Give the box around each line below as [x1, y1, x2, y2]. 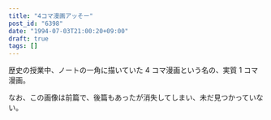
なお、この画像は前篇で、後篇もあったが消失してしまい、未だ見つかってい [8, 92, 257, 102]
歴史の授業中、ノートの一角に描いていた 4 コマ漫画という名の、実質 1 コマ [8, 66, 259, 75]
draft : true [8, 34, 49, 43]
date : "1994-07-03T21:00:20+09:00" [8, 27, 129, 35]
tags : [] [8, 42, 38, 50]
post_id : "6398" [8, 19, 63, 28]
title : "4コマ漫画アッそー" [8, 11, 93, 20]
